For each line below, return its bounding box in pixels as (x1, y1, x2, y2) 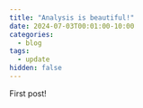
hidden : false (9, 64, 63, 73)
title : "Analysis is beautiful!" (9, 13, 135, 22)
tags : (9, 47, 30, 56)
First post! (9, 87, 47, 99)
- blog (17, 38, 42, 48)
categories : (9, 30, 54, 39)
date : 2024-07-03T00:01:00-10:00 (9, 22, 135, 31)
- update (17, 55, 50, 64)
